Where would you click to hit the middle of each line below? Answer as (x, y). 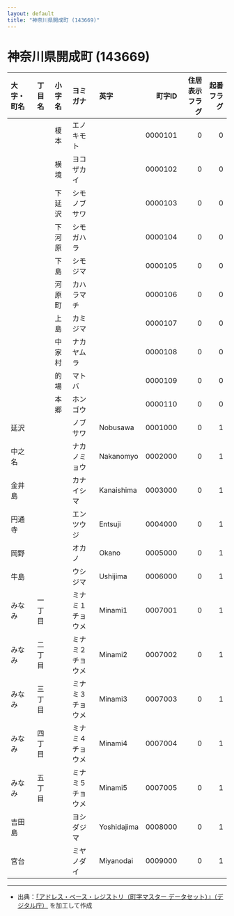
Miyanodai (116, 861)
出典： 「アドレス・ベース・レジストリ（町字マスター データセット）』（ (117, 897)
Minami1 (113, 610)
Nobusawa (116, 427)
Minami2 (113, 655)
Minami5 (113, 788)
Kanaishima (118, 490)
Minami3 (113, 699)
